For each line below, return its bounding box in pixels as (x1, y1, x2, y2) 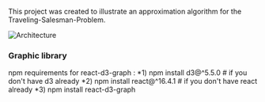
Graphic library (8, 50, 67, 61)
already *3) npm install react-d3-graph (8, 85, 136, 94)
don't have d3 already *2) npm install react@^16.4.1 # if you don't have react (8, 77, 258, 86)
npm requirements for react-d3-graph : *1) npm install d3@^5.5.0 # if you (8, 68, 248, 77)
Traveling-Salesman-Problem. (8, 15, 106, 25)
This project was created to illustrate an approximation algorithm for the (8, 7, 242, 16)
